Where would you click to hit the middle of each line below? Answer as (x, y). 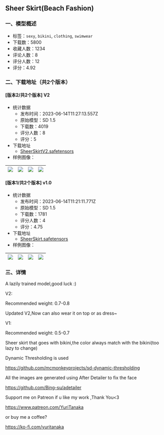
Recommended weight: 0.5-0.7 (37, 333)
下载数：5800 (27, 42)
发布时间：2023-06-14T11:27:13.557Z (59, 113)
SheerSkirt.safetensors (44, 239)
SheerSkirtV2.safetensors (47, 151)
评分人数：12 (26, 61)
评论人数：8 (25, 55)
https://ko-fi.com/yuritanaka (35, 427)
